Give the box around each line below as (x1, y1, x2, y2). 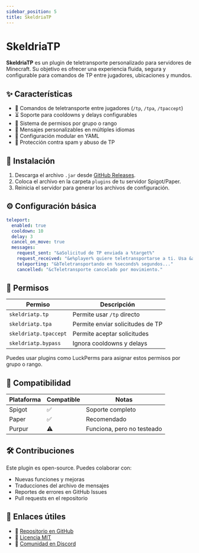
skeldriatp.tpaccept (9, 330, 67, 337)
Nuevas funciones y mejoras (14, 476, 85, 483)
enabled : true (11, 223, 46, 229)
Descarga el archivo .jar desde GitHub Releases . (14, 172, 136, 179)
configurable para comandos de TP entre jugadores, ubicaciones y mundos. (6, 72, 192, 79)
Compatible (46, 396, 81, 404)
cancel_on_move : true (11, 239, 65, 245)
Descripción (99, 300, 135, 308)
